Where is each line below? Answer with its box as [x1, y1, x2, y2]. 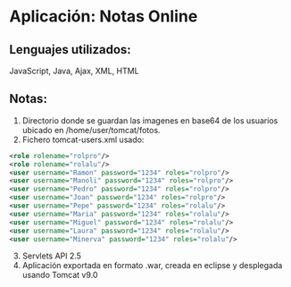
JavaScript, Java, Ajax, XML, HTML [9, 65, 140, 76]
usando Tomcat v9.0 [21, 270, 98, 281]
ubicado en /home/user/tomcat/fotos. [21, 124, 161, 135]
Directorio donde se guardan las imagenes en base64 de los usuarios [21, 114, 279, 126]
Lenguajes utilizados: [9, 42, 131, 57]
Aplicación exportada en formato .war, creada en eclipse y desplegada [21, 260, 283, 271]
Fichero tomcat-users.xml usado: [21, 134, 145, 145]
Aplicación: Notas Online [9, 6, 198, 27]
